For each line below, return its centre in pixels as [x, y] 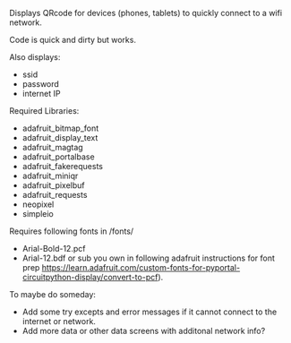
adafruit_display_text [60, 137]
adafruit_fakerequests [62, 166]
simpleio [38, 214]
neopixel [38, 204]
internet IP [41, 94]
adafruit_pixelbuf [53, 185]
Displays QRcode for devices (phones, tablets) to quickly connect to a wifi [146, 13]
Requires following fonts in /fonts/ [72, 231]
